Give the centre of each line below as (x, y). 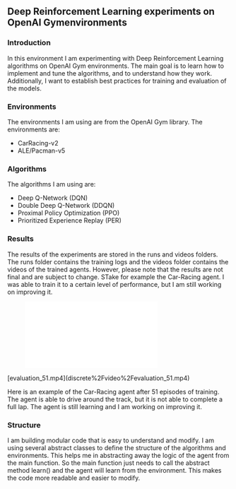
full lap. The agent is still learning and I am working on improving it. (105, 406)
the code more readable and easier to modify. (74, 478)
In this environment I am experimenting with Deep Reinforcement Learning (116, 58)
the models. (25, 88)
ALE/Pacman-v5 (41, 151)
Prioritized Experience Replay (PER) (69, 220)
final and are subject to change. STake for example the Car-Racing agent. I (116, 277)
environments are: (34, 129)
